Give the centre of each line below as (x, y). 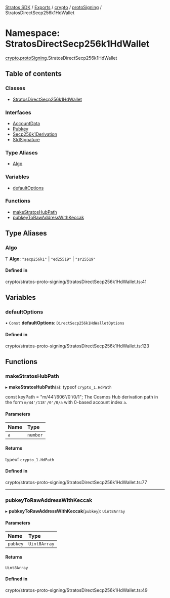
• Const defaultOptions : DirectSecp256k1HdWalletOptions (65, 323)
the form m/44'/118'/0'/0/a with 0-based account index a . (66, 403)
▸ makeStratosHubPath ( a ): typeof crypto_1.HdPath (58, 387)
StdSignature (26, 139)
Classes (15, 88)
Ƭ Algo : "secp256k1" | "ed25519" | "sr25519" (51, 259)
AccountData (26, 123)
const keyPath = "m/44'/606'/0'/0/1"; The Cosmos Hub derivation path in (82, 397)
